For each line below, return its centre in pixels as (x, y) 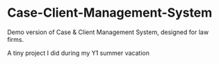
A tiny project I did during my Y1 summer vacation (78, 53)
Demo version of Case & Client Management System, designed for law (108, 32)
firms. (16, 39)
